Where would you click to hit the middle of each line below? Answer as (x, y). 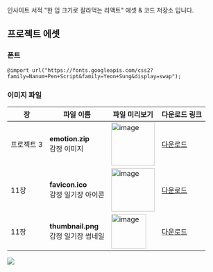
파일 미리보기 (133, 114)
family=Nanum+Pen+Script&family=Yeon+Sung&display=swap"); (94, 76)
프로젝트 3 (27, 144)
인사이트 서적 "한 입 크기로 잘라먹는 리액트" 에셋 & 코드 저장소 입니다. (101, 10)
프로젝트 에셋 (34, 34)
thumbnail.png (74, 226)
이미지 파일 (25, 95)
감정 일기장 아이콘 (77, 194)
